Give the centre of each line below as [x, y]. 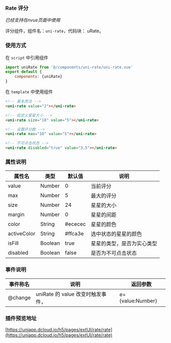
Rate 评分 [17, 8]
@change [19, 298]
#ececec [76, 224]
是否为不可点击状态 [114, 253]
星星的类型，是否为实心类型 [124, 244]
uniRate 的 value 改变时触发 [68, 294]
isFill [13, 243]
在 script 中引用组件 [27, 58]
